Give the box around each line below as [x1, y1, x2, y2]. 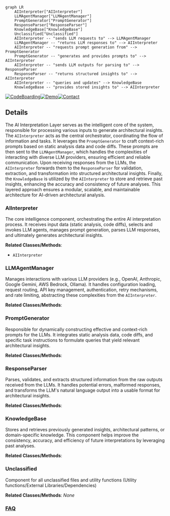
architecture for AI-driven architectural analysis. [5, 192, 106, 198]
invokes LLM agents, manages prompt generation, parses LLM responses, [5, 227, 160, 233]
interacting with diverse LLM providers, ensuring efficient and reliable [5, 154, 151, 160]
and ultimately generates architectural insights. [5, 232, 104, 238]
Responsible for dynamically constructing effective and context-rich [5, 326, 148, 332]
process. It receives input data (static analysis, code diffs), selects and [5, 221, 153, 228]
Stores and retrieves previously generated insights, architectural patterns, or [5, 427, 165, 433]
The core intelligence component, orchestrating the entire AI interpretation [5, 216, 161, 222]
